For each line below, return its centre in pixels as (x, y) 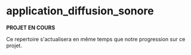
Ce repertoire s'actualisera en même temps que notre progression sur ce (96, 39)
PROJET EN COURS (31, 27)
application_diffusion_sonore (80, 11)
